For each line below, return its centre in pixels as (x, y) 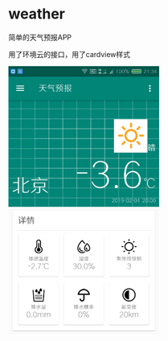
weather (37, 14)
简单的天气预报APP (40, 37)
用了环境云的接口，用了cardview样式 (70, 54)
